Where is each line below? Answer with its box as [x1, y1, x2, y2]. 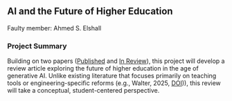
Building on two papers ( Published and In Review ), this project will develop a [7, 57, 225, 65]
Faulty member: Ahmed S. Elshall [7, 24, 102, 32]
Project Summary [7, 41, 67, 50]
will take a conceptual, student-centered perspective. [7, 86, 160, 95]
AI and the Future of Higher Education [7, 6, 173, 17]
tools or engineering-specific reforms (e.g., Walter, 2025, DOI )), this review [7, 79, 222, 87]
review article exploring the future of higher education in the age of [7, 64, 199, 73]
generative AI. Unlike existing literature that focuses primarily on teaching [7, 72, 217, 80]
